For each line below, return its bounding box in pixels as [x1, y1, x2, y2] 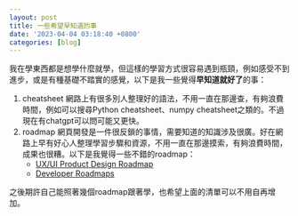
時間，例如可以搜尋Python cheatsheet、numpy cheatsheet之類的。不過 [21, 104, 285, 116]
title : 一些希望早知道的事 [9, 21, 98, 30]
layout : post [9, 12, 58, 22]
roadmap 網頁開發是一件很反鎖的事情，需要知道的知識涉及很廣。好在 [21, 126, 276, 138]
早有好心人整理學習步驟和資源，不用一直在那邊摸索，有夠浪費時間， [37, 138, 287, 148]
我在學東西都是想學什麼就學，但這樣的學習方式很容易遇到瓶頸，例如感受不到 [9, 63, 290, 74]
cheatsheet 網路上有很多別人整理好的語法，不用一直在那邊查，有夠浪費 [21, 93, 285, 104]
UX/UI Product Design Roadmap [35, 159, 154, 170]
